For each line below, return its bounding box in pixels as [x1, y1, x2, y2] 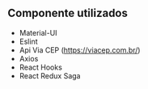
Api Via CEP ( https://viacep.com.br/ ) [19, 44, 141, 55]
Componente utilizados [7, 6, 129, 20]
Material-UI [19, 28, 57, 37]
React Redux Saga [19, 70, 81, 80]
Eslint [19, 36, 38, 46]
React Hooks [19, 62, 62, 72]
